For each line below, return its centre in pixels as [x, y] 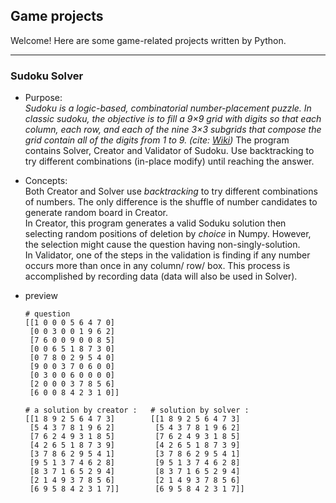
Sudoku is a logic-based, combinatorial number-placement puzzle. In [168, 108]
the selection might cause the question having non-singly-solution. [162, 245]
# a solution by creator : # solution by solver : [137, 410]
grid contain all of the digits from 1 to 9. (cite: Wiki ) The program [157, 140]
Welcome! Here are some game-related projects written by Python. [148, 40]
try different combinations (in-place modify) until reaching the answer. [169, 161]
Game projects [57, 16]
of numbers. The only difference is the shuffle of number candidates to [171, 202]
